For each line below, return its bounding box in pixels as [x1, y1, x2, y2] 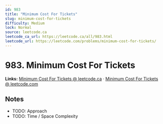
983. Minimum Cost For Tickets [5, 59, 136, 71]
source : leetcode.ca [5, 30, 47, 35]
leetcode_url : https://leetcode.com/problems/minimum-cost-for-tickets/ [5, 39, 157, 44]
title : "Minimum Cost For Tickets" [5, 12, 78, 17]
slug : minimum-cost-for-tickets [5, 16, 71, 21]
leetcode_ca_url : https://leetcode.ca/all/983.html [5, 35, 113, 39]
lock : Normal [5, 25, 32, 30]
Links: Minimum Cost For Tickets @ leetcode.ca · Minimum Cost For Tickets [5, 76, 158, 82]
